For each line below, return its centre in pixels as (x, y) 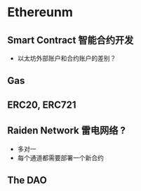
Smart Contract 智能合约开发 (70, 40)
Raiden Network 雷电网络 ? (67, 131)
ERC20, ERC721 (42, 105)
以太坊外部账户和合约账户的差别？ (67, 58)
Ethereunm (40, 12)
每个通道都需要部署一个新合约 (60, 158)
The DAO (27, 180)
